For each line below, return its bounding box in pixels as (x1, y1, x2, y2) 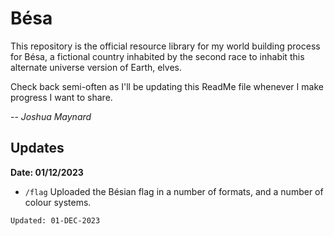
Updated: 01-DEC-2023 (10, 215, 101, 226)
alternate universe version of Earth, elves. (10, 61, 183, 73)
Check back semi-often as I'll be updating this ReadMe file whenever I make (10, 80, 324, 92)
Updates (10, 140, 65, 157)
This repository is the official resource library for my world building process (10, 40, 321, 52)
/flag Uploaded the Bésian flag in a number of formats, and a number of (24, 185, 324, 197)
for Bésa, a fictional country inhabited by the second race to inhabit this (10, 50, 305, 62)
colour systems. (24, 196, 92, 208)
